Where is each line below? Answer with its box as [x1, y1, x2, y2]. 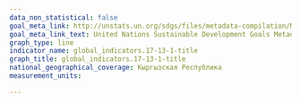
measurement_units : [9, 72, 82, 81]
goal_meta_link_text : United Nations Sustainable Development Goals [9, 30, 271, 38]
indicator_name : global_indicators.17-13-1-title [9, 47, 199, 55]
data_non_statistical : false [9, 13, 118, 22]
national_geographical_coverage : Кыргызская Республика [9, 64, 222, 72]
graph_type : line [9, 38, 74, 47]
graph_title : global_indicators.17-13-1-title [9, 55, 186, 64]
